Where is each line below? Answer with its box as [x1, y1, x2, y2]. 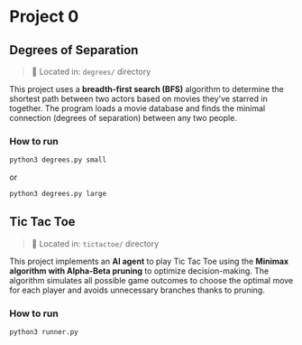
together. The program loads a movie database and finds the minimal [9, 103, 266, 114]
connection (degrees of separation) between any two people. [9, 113, 237, 123]
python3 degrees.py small [9, 155, 106, 164]
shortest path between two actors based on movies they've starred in [9, 93, 268, 104]
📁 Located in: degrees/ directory [31, 66, 151, 77]
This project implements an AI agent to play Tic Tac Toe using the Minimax [9, 256, 289, 266]
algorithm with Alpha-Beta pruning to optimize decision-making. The [9, 265, 270, 276]
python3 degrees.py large [9, 190, 106, 199]
